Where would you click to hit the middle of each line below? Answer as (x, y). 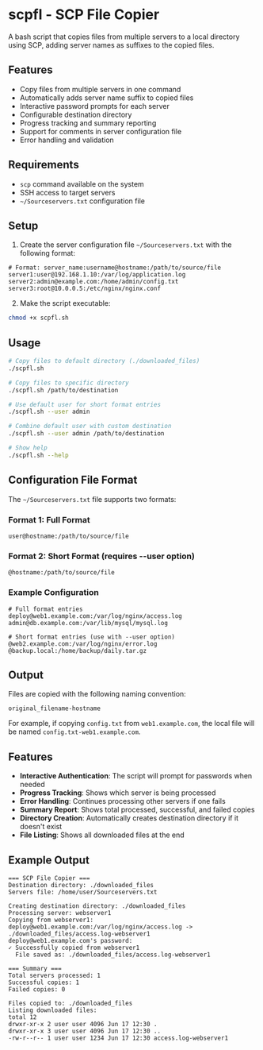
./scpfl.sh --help (38, 455)
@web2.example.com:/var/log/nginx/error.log (83, 644)
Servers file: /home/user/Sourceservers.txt (83, 892)
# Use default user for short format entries (84, 404)
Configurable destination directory (76, 114)
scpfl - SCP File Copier (84, 15)
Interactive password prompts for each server (95, 106)
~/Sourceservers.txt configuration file (82, 201)
